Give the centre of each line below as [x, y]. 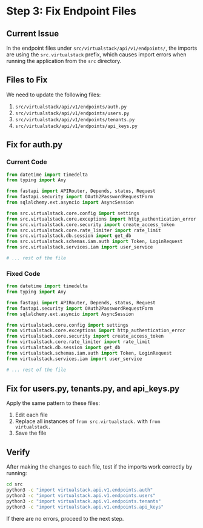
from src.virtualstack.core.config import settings [73, 213]
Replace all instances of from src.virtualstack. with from [88, 421]
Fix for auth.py [35, 145]
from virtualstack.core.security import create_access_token [85, 336]
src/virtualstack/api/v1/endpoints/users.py [72, 113]
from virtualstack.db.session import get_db [63, 348]
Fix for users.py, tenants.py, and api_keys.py [93, 388]
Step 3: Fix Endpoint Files [72, 11]
